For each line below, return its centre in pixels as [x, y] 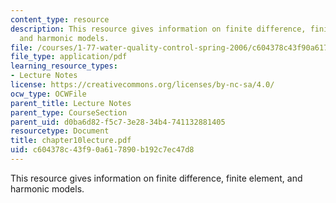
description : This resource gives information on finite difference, [158, 29]
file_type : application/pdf [69, 57]
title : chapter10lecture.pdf [71, 141]
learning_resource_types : [64, 66]
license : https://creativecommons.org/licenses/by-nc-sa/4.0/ [142, 85]
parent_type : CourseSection [69, 112]
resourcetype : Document [60, 131]
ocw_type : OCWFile [48, 94]
